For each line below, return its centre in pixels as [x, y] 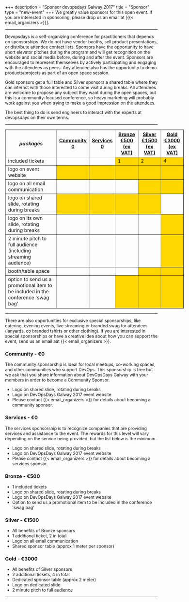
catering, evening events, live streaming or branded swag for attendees [76, 326]
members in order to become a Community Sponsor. [57, 380]
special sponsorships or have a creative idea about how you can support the [81, 336]
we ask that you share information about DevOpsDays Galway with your [77, 375]
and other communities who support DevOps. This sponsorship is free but [79, 370]
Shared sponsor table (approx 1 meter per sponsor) [63, 546]
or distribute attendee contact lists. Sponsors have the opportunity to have [79, 47]
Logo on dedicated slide [36, 585]
